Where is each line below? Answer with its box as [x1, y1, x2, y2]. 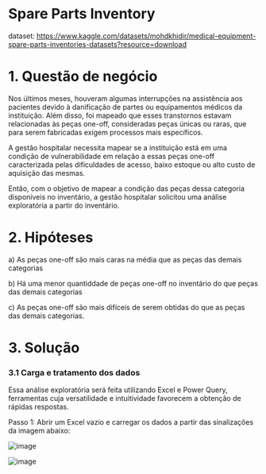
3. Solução [8, 339, 80, 356]
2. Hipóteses [8, 228, 94, 247]
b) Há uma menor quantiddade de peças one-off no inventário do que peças [8, 278, 258, 288]
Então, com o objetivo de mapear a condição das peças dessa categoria [8, 184, 245, 193]
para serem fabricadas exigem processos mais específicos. [8, 127, 203, 137]
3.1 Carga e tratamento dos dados [8, 367, 141, 378]
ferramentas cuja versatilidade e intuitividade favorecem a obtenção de [8, 394, 241, 403]
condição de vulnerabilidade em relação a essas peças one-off [8, 151, 215, 161]
